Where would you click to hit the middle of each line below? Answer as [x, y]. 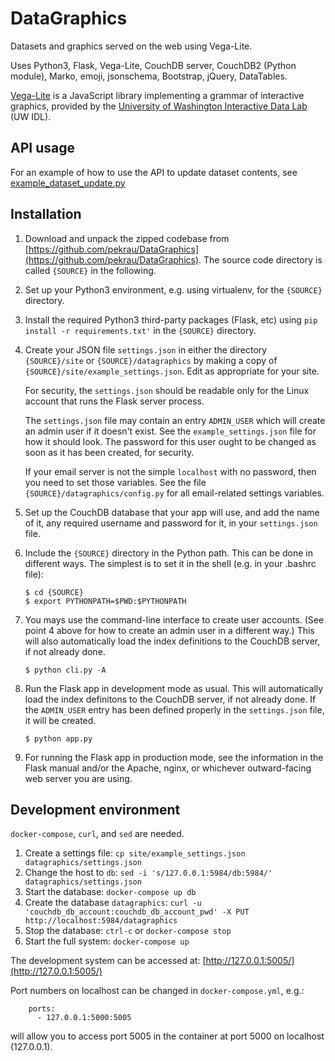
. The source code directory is [260, 259]
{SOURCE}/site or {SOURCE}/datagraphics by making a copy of [151, 360]
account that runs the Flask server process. [114, 401]
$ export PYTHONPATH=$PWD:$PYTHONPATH [105, 601]
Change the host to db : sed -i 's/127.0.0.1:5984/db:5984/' [148, 873]
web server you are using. [78, 778]
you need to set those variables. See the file [115, 482]
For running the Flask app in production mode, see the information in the [174, 757]
